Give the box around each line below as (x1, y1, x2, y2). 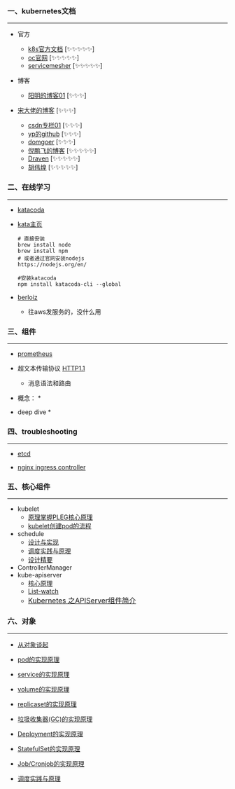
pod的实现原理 (17, 655, 60, 664)
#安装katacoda (17, 275, 57, 282)
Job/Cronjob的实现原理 (17, 759, 85, 768)
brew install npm (17, 247, 69, 254)
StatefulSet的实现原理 (17, 744, 80, 753)
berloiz (17, 293, 38, 301)
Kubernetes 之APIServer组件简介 (27, 596, 136, 605)
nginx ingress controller (17, 463, 86, 472)
